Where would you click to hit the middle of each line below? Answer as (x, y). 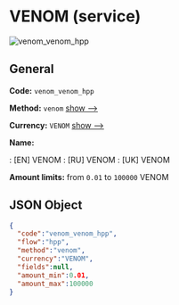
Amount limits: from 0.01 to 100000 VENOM (89, 177)
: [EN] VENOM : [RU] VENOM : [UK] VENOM (90, 160)
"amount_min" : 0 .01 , (53, 275)
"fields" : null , (45, 267)
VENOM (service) (75, 16)
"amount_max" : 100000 (55, 284)
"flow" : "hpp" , (43, 243)
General (32, 69)
